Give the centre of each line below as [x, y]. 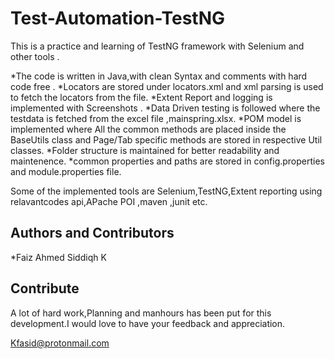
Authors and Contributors [92, 233]
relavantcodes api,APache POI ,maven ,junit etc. [109, 201]
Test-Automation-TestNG [118, 18]
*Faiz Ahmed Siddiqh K [58, 257]
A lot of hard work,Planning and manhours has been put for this [141, 313]
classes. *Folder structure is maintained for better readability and [145, 150]
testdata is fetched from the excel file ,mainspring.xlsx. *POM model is [156, 118]
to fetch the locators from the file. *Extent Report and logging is [141, 97]
